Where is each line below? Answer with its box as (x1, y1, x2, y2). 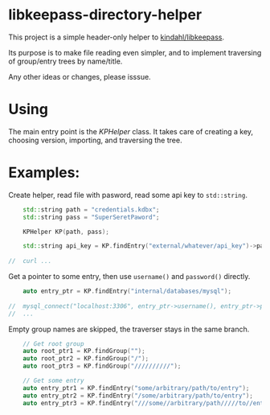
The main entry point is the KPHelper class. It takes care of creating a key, (8, 126, 254, 136)
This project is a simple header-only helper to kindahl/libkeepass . (8, 32, 225, 42)
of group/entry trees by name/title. (8, 56, 123, 66)
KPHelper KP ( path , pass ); (22, 228, 110, 236)
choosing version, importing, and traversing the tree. (8, 135, 182, 145)
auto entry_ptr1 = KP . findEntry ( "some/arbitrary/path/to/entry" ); (22, 384, 250, 392)
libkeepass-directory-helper (8, 6, 202, 24)
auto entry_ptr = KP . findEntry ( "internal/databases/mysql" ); (22, 287, 231, 295)
